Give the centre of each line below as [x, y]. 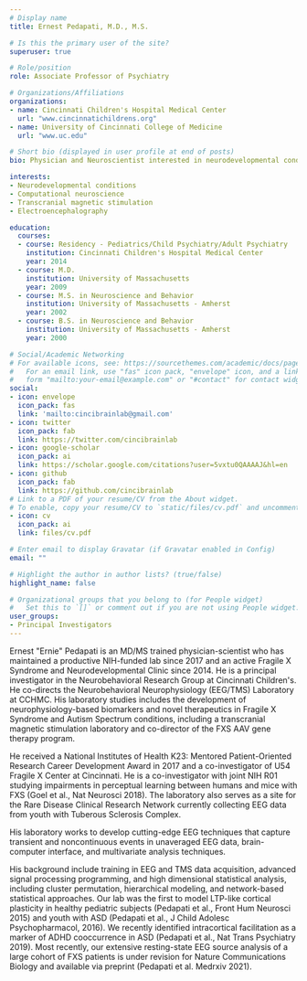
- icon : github [38, 474]
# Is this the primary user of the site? [90, 43]
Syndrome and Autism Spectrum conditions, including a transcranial [138, 719]
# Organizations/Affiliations [67, 93]
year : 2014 [47, 261]
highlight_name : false [53, 583]
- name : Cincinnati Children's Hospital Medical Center [118, 110]
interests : [30, 177]
